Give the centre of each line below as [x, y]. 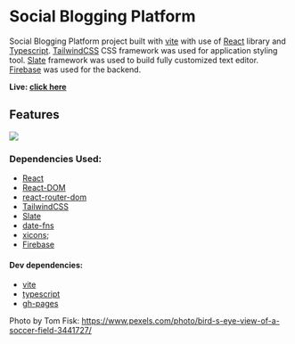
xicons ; [36, 235]
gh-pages [40, 304]
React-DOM [44, 188]
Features [34, 115]
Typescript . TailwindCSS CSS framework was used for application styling [143, 50]
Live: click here [38, 86]
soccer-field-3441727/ [50, 331]
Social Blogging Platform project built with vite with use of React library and [148, 41]
